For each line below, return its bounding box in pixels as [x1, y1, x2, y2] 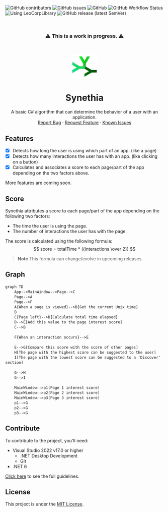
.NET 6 [12, 463, 27, 469]
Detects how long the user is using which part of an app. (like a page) [12, 148, 157, 154]
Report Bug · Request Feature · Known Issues [37, 120, 132, 126]
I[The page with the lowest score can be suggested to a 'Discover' [14, 355, 161, 360]
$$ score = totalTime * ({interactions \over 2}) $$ [33, 246, 136, 252]
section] [5, 360, 24, 365]
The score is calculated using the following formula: [5, 238, 113, 244]
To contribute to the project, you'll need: [5, 437, 89, 443]
